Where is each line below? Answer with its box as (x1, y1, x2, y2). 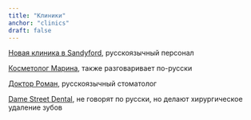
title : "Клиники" (8, 11, 66, 20)
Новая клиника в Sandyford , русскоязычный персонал (8, 48, 194, 58)
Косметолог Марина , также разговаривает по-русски (8, 64, 193, 73)
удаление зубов (8, 103, 62, 112)
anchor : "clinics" (8, 19, 70, 27)
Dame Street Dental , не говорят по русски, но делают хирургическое (8, 95, 243, 104)
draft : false (8, 26, 52, 34)
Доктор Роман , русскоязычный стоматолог (8, 79, 157, 88)
